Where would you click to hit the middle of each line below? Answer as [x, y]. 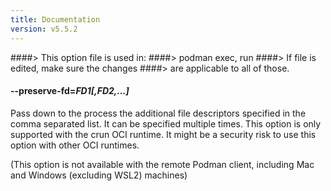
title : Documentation [55, 19]
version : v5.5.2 [44, 29]
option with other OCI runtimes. [75, 145]
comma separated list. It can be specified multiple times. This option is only [166, 123]
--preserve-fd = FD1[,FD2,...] [70, 91]
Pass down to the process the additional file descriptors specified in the [158, 113]
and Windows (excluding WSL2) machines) [99, 175]
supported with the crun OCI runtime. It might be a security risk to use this [163, 134]
